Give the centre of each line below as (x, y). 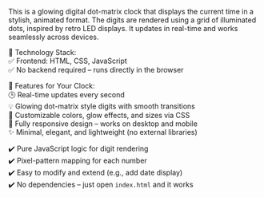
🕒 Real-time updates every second (67, 95)
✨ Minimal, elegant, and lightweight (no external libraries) (103, 132)
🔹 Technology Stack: (42, 52)
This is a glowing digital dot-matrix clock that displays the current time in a (131, 12)
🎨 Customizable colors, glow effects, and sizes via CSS (99, 115)
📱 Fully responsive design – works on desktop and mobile (103, 124)
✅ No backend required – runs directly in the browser (96, 70)
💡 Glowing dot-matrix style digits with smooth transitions (102, 106)
